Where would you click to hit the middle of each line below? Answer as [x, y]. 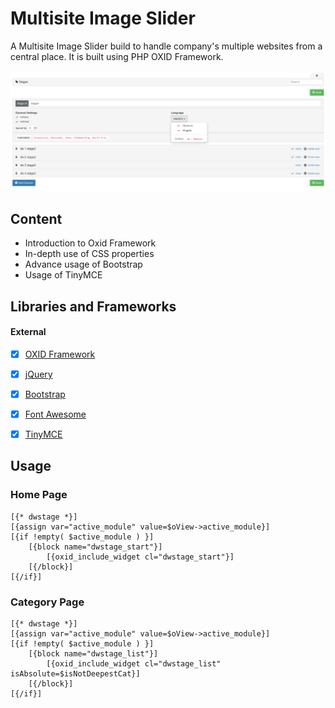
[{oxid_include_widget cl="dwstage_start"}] [140, 557]
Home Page [39, 495]
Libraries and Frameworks [93, 306]
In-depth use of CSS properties [89, 254]
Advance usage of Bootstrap [83, 264]
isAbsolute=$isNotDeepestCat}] [75, 674]
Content [36, 218]
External [28, 332]
